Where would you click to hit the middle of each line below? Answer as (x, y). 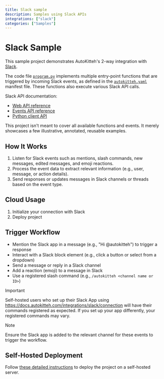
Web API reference (31, 106)
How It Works (26, 146)
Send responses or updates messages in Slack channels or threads (80, 179)
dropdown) (23, 260)
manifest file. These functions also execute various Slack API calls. (73, 87)
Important (15, 290)
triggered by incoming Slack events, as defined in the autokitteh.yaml (76, 81)
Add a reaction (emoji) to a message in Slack (57, 270)
